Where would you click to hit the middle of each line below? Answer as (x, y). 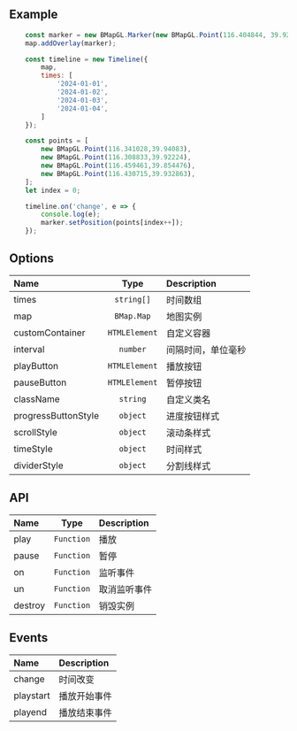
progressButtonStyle (57, 415)
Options (32, 259)
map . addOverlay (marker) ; (71, 43)
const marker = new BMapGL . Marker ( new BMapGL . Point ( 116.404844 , (146, 35)
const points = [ (57, 141)
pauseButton (40, 382)
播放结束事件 (85, 712)
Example (34, 15)
